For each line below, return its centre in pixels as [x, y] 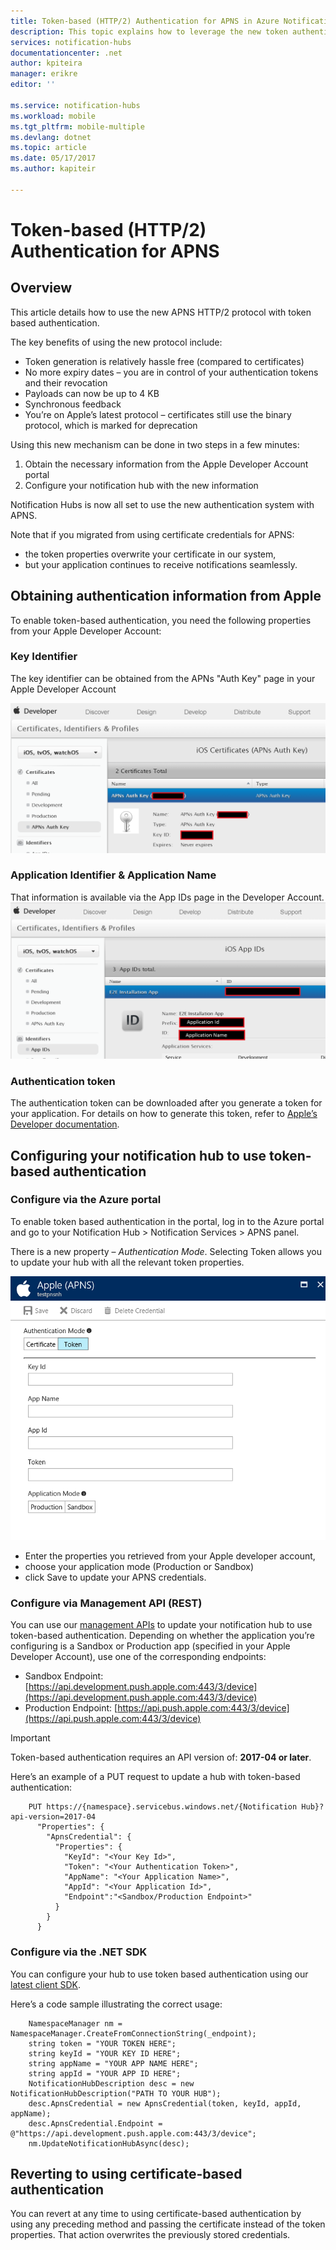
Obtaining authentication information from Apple [166, 596]
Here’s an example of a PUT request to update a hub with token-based [155, 1777]
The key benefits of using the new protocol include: [116, 342]
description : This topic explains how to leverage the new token [149, 31]
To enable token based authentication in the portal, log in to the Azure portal [167, 1221]
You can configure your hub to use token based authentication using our [159, 1974]
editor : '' [33, 85]
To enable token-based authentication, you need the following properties [161, 620]
